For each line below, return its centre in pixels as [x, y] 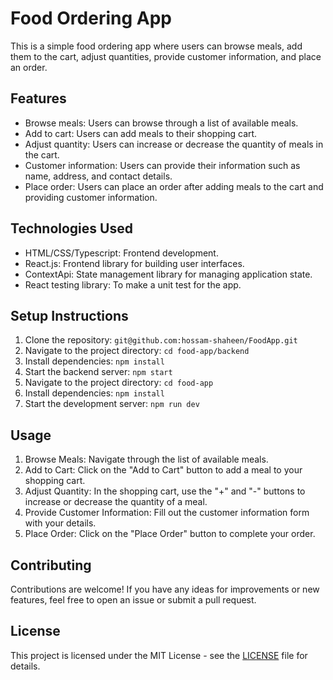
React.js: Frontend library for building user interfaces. [134, 263]
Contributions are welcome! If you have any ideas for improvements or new [165, 589]
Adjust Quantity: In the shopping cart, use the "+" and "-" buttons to [165, 491]
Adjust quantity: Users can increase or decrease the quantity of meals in [174, 144]
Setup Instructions [69, 315]
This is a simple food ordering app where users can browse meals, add [156, 46]
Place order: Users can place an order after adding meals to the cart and [174, 186]
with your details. [60, 523]
